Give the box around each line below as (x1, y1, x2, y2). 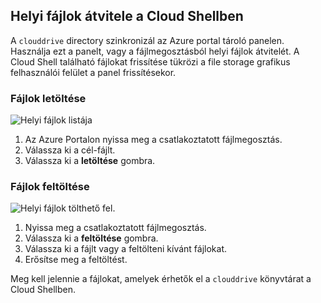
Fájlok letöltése (10, 91, 87, 105)
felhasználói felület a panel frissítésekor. (10, 66, 177, 78)
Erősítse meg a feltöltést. (24, 254, 128, 266)
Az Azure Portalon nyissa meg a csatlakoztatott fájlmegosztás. (24, 134, 283, 146)
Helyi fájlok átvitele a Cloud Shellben (10, 8, 244, 25)
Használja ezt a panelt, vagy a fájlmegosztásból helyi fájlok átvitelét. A (10, 45, 300, 57)
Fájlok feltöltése (10, 180, 90, 194)
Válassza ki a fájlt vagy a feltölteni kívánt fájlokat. (24, 243, 228, 255)
